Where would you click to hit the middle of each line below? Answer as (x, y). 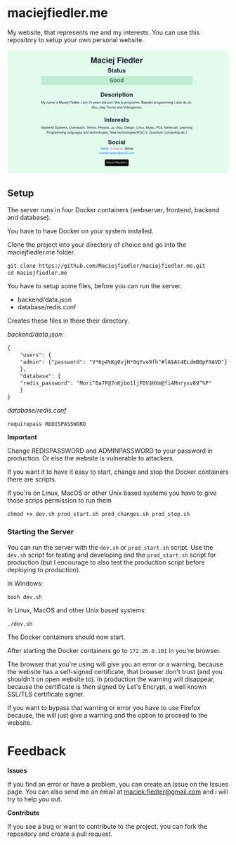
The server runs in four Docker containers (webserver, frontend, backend (113, 210)
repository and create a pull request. (60, 834)
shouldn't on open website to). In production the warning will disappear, (111, 679)
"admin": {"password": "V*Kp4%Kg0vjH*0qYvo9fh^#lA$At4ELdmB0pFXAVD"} (124, 362)
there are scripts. (32, 479)
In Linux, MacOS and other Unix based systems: (77, 610)
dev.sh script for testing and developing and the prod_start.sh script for (112, 555)
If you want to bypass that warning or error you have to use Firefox (104, 707)
